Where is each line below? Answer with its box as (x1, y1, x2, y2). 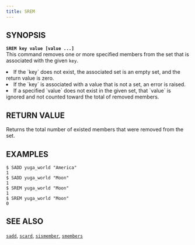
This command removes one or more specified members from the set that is (6, 51, 190, 58)
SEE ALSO (6, 216, 44, 226)
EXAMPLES (6, 149, 48, 159)
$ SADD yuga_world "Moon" (6, 175, 69, 181)
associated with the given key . (6, 57, 79, 64)
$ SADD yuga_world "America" (6, 165, 77, 171)
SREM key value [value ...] (6, 46, 75, 52)
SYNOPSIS (6, 30, 46, 40)
